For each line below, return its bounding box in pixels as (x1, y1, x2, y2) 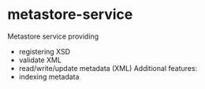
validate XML (18, 55, 62, 65)
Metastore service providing (7, 32, 99, 41)
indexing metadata (18, 72, 80, 81)
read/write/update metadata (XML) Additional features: (18, 63, 198, 72)
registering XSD (18, 46, 71, 56)
